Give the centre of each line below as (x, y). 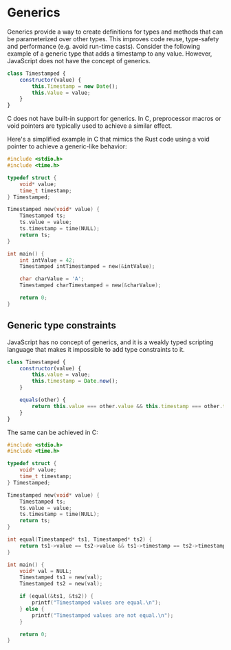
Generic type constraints (62, 325)
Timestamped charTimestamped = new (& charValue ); (90, 285)
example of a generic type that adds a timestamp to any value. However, (110, 54)
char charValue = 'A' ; (52, 279)
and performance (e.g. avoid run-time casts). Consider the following (104, 46)
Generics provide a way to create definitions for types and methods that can (115, 32)
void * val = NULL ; (46, 571)
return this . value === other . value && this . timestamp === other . (128, 406)
